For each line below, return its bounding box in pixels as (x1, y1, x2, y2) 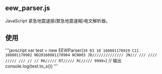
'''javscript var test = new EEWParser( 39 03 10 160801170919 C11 (5, 47, 139, 53)
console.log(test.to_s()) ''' (5, 63, 58, 69)
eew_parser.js (5, 4, 50, 12)
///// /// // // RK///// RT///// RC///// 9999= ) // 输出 (5, 57, 122, 64)
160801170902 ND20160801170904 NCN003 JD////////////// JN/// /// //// (5, 52, 157, 58)
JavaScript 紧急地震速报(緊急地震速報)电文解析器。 (5, 17, 111, 24)
